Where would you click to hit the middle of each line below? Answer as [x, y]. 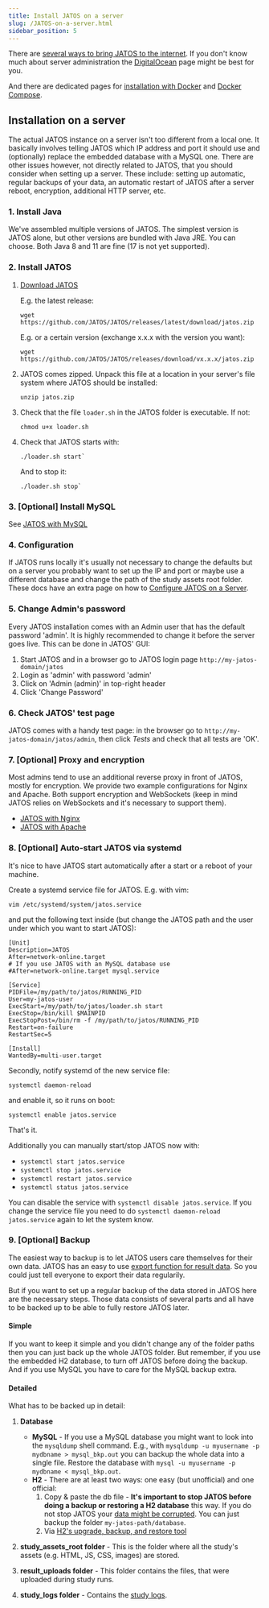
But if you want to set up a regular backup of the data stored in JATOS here [132, 1290]
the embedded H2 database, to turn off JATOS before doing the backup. [128, 1361]
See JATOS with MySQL [48, 524]
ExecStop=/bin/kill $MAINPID [57, 1013]
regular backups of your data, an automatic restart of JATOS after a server [131, 183]
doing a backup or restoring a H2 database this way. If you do [147, 1506]
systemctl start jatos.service [72, 1162]
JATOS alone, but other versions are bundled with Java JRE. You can [122, 238]
